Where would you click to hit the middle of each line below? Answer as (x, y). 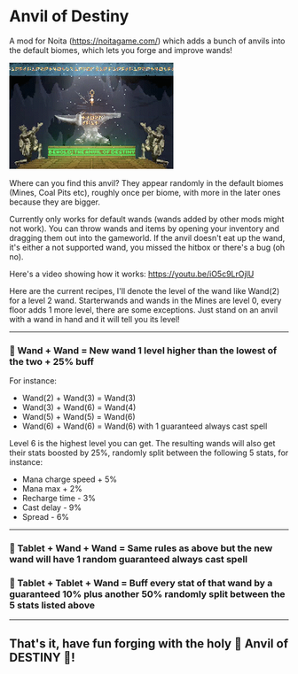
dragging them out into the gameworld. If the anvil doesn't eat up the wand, (147, 237)
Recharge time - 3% (59, 499)
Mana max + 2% (52, 489)
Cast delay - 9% (52, 507)
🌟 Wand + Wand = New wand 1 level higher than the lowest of (143, 350)
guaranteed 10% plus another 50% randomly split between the (147, 594)
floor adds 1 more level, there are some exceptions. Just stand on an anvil (144, 310)
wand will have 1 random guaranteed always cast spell (129, 560)
